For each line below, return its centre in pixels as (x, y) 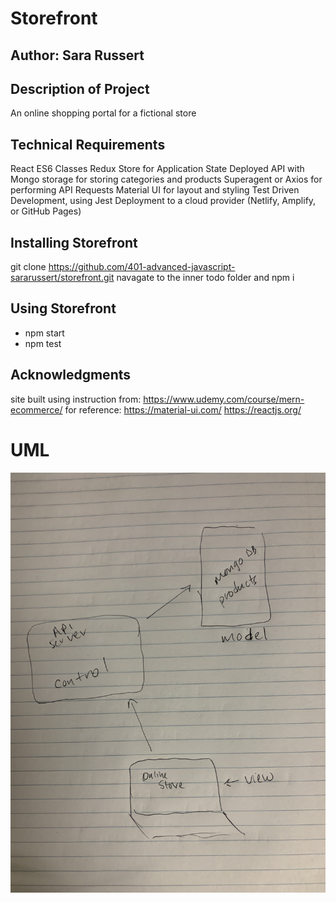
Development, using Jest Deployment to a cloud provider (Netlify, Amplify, (163, 201)
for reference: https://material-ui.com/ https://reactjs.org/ (183, 409)
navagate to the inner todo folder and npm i (205, 278)
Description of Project (80, 88)
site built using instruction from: (76, 399)
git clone (28, 267)
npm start (44, 333)
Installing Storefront (74, 242)
